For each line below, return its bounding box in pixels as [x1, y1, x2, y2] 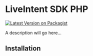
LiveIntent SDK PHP [5, 3, 88, 15]
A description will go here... [5, 29, 61, 35]
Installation [5, 44, 41, 53]
